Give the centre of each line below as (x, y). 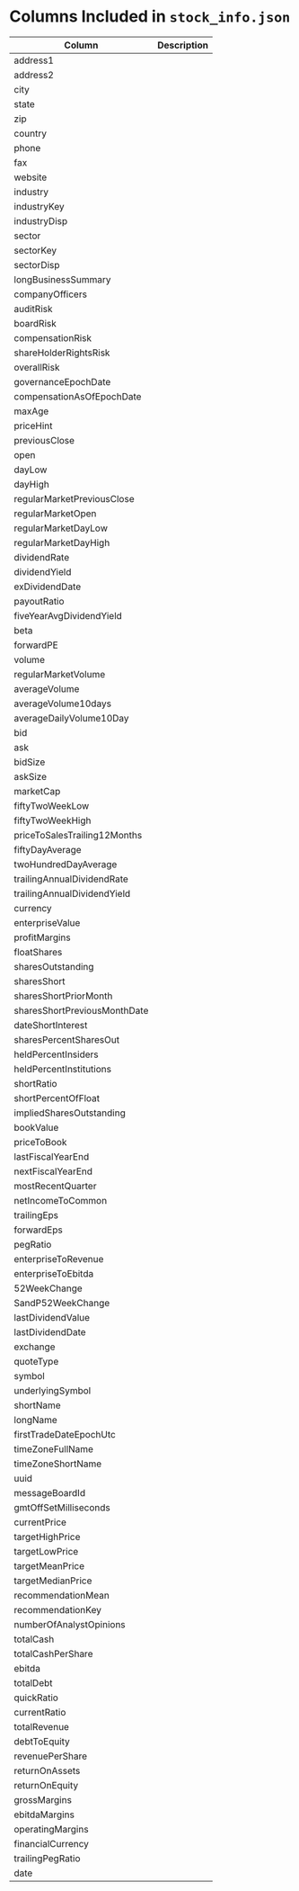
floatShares (38, 952)
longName (36, 1420)
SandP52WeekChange (62, 1303)
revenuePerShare (51, 1756)
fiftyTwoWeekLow (52, 805)
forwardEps (38, 1230)
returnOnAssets (47, 1770)
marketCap (37, 791)
